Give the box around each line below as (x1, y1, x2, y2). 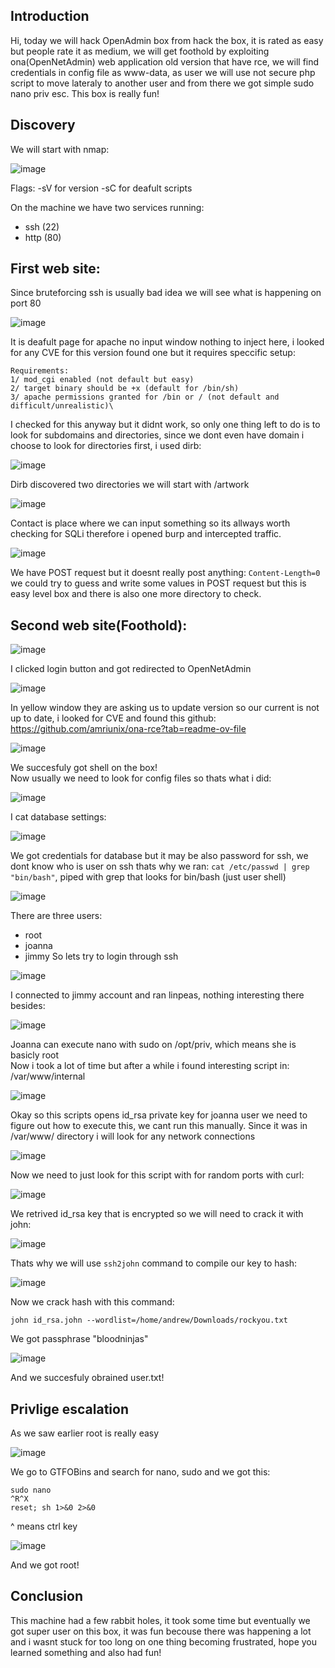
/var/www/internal (10, 1070, 86, 1083)
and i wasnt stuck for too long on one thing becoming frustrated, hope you (10, 1635, 318, 1648)
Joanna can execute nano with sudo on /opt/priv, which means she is (10, 1039, 297, 1051)
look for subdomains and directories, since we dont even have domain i (10, 429, 305, 441)
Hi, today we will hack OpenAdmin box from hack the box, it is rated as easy (10, 34, 324, 46)
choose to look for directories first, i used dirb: (10, 440, 202, 452)
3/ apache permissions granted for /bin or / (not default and (10, 392, 280, 403)
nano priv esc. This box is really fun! (10, 87, 160, 99)
